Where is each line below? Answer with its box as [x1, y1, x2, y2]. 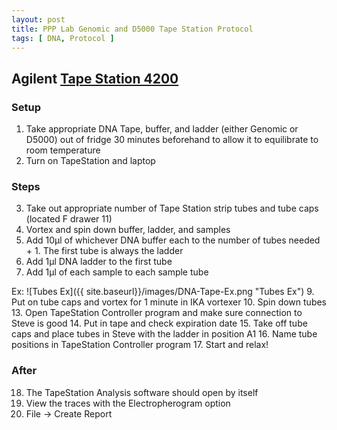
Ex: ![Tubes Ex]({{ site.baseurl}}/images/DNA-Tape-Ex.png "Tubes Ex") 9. [11, 286, 315, 298]
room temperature [25, 144, 101, 156]
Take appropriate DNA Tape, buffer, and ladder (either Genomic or [25, 123, 299, 135]
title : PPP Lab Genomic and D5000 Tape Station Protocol [11, 24, 254, 34]
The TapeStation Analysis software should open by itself [25, 386, 259, 398]
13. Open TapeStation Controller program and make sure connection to [11, 307, 303, 319]
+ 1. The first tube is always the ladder [25, 245, 184, 257]
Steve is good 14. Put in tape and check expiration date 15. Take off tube [11, 317, 308, 330]
